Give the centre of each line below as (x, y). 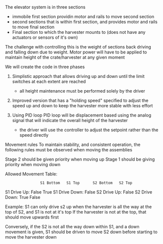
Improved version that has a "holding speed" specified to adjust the (80, 100)
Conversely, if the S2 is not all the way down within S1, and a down (72, 227)
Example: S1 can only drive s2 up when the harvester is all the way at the (78, 207)
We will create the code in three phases (45, 67)
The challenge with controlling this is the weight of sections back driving (78, 47)
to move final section (33, 27)
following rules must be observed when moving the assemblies (69, 150)
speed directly (34, 135)
